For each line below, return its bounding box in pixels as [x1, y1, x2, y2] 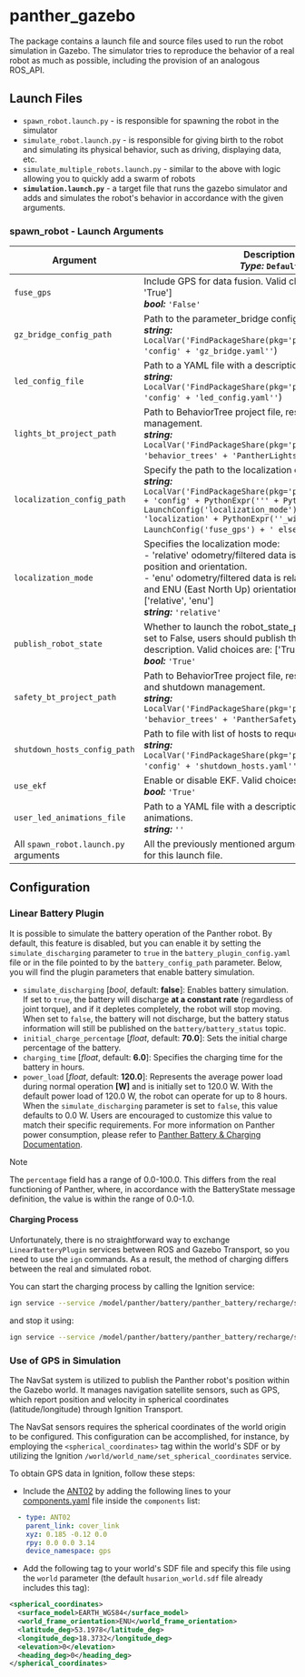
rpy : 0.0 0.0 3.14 [25, 1538, 95, 1547]
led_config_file [14, 377, 84, 387]
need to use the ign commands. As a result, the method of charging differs [9, 1253, 289, 1264]
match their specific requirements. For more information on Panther [22, 1120, 275, 1130]
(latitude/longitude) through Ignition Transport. [9, 1403, 183, 1414]
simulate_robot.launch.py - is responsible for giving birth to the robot [22, 134, 284, 146]
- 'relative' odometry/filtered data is [143, 549, 297, 562]
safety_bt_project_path [14, 692, 117, 703]
